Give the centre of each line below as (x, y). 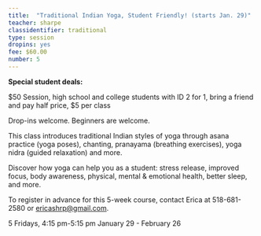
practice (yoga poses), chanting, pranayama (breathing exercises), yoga (125, 144)
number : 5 (24, 60)
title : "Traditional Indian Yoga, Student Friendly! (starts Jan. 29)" (130, 15)
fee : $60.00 (28, 52)
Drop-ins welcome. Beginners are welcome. (79, 120)
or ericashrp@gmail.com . (68, 208)
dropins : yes (29, 45)
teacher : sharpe (35, 23)
